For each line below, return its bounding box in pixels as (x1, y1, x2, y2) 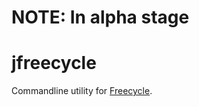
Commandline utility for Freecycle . (11, 85, 153, 97)
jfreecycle (11, 52, 97, 75)
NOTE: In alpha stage (11, 6, 190, 29)
